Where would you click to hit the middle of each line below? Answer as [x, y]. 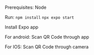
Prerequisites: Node [26, 7]
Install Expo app [22, 27]
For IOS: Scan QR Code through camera [47, 47]
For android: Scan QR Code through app [47, 37]
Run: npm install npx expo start [40, 17]
